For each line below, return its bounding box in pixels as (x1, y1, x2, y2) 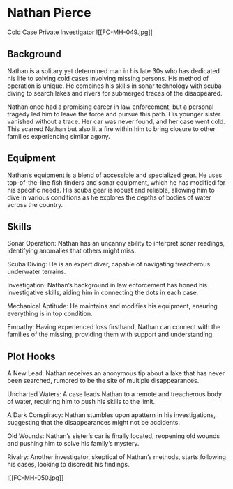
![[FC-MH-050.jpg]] (7, 474, 64, 482)
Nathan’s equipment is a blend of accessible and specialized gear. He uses (7, 171, 223, 179)
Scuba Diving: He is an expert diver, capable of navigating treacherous (7, 260, 211, 269)
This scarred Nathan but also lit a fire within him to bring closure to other (7, 124, 216, 133)
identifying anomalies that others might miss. (7, 246, 137, 255)
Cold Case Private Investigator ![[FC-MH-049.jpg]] (7, 28, 153, 36)
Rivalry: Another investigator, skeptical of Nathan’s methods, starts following (7, 453, 227, 461)
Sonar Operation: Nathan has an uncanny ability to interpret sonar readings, (7, 239, 225, 248)
